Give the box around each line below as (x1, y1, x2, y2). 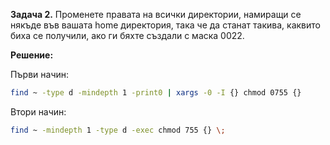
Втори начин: (10, 105, 67, 118)
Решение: (10, 49, 54, 61)
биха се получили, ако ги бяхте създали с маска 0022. (10, 30, 245, 41)
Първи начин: (10, 69, 70, 80)
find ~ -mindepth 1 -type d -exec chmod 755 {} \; (10, 125, 226, 135)
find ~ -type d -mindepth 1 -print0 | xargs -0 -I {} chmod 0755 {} (10, 88, 302, 98)
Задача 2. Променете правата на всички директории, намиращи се (10, 9, 302, 20)
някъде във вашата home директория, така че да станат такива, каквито (10, 19, 321, 31)
